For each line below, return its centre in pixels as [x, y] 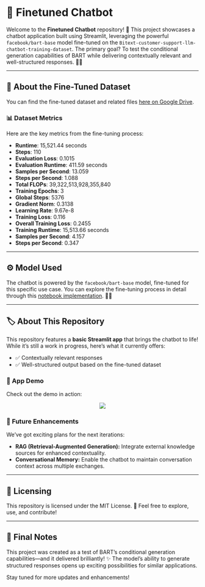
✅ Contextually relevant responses [59, 357]
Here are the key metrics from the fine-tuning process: [75, 133]
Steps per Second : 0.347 [47, 243]
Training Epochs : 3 [39, 191]
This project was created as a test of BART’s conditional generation [91, 552]
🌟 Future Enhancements [43, 421]
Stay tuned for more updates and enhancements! [68, 577]
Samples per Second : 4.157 [50, 237]
